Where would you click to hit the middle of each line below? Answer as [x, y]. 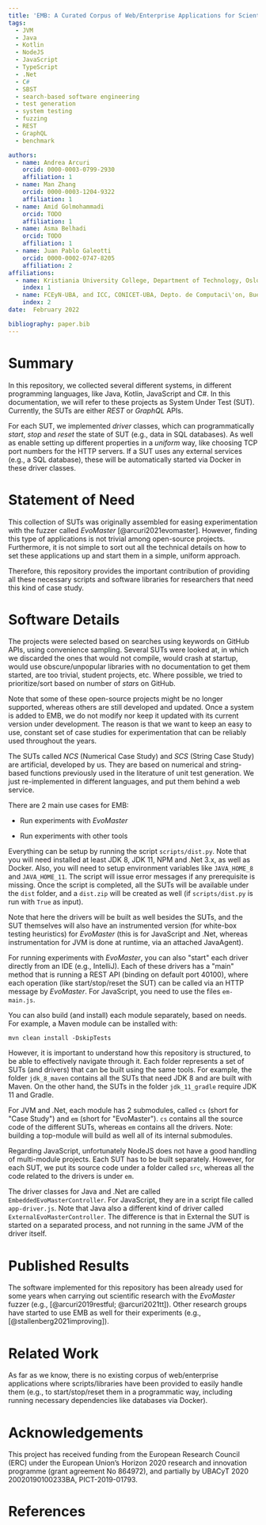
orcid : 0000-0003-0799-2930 [68, 170]
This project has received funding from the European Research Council [124, 1454]
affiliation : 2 [47, 265]
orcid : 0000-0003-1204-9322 [68, 192]
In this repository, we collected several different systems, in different [120, 385]
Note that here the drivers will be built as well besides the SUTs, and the [125, 917]
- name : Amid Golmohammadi [60, 207]
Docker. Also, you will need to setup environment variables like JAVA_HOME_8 [131, 868]
